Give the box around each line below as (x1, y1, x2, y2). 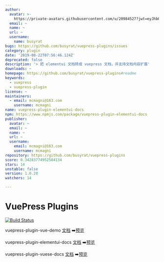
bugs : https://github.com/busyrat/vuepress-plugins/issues (5, 44, 128, 48)
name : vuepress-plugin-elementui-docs (5, 107, 84, 113)
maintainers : (5, 94, 32, 98)
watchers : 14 (5, 176, 32, 181)
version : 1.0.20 (5, 171, 38, 176)
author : (5, 7, 21, 12)
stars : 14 (5, 162, 25, 167)
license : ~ (5, 89, 27, 94)
